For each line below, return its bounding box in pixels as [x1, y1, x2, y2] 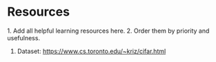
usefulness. [7, 33, 40, 42]
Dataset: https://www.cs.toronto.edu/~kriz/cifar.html [17, 47, 166, 55]
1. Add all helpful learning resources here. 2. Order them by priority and [7, 27, 210, 35]
